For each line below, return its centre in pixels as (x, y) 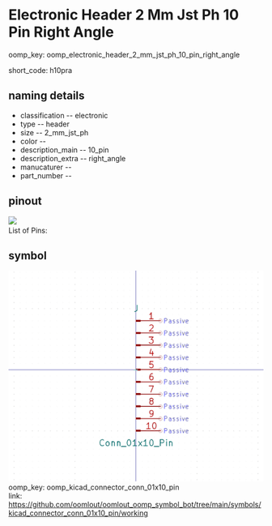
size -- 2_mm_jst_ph (54, 132)
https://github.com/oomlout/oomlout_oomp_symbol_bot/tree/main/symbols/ (135, 505)
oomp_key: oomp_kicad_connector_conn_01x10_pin (94, 487)
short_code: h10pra (40, 70)
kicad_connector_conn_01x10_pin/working (78, 513)
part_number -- (46, 175)
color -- (33, 141)
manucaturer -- (46, 167)
